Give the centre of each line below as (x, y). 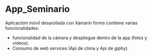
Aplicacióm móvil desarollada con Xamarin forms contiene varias (71, 23)
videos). (21, 43)
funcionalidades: (22, 28)
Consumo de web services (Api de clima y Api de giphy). (71, 48)
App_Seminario (38, 9)
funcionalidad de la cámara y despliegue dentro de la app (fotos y (80, 38)
